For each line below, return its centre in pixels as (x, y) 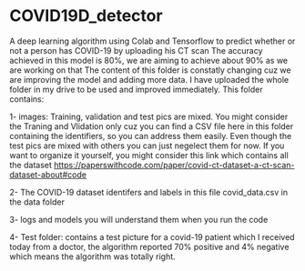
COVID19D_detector (86, 16)
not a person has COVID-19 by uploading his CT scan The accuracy (136, 50)
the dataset (31, 165)
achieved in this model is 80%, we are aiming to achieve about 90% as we (149, 60)
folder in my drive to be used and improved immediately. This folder (136, 89)
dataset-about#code (48, 175)
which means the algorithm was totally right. (92, 256)
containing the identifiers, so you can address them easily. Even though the (151, 135)
